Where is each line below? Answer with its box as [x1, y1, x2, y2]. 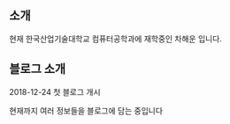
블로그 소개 [9, 62, 66, 77]
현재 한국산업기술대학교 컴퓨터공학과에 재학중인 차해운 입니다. [9, 33, 223, 44]
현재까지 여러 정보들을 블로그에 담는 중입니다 [9, 105, 164, 116]
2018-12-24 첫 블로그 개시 [9, 86, 101, 97]
